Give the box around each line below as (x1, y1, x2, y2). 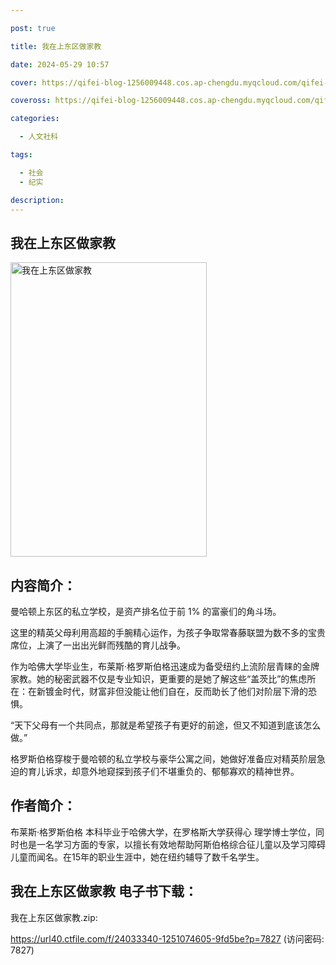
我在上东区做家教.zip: (10, 911, 98, 923)
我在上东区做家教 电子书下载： (10, 883, 198, 900)
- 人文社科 (19, 132, 59, 142)
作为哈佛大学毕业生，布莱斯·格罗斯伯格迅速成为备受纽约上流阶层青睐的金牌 (10, 661, 320, 672)
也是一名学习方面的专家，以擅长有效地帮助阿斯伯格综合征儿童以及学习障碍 (18, 838, 326, 850)
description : (10, 195, 65, 205)
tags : (10, 150, 33, 160)
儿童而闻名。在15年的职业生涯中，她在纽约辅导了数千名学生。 (10, 851, 265, 863)
